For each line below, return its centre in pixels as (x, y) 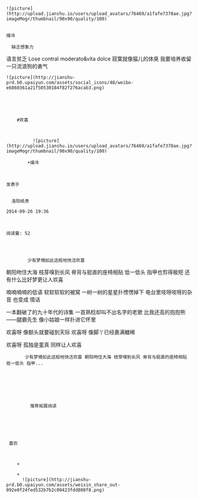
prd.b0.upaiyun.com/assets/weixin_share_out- (63, 485)
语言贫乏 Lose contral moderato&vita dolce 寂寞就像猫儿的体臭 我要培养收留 (99, 59)
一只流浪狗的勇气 (27, 66)
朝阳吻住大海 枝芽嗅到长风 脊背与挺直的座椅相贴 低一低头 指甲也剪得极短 (95, 272)
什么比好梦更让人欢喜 (37, 279)
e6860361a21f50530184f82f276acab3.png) (55, 88)
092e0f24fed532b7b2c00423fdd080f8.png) (55, 490)
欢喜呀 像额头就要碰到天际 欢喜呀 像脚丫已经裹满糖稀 (71, 332)
